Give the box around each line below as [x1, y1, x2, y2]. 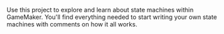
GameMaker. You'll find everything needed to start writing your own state [6, 13, 218, 21]
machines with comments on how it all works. [6, 20, 137, 28]
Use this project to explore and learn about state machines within [6, 6, 194, 14]
